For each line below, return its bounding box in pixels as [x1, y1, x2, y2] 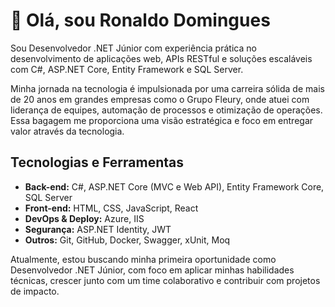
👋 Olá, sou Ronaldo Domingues [10, 9, 271, 32]
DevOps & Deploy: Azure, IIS [24, 212, 145, 224]
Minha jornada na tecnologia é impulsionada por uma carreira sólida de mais [10, 82, 325, 94]
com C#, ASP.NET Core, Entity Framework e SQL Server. [10, 63, 244, 75]
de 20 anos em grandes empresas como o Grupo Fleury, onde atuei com [10, 93, 310, 105]
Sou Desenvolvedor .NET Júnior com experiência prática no [10, 42, 257, 54]
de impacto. [10, 285, 60, 297]
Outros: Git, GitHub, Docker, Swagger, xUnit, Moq [24, 234, 231, 246]
